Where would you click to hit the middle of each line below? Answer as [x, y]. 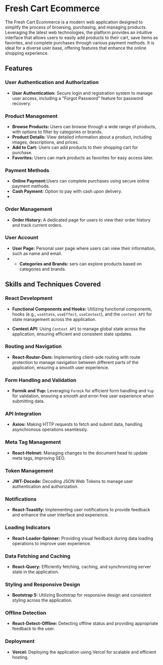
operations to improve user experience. [52, 543]
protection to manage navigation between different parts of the [75, 362]
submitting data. [28, 401]
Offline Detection [26, 613]
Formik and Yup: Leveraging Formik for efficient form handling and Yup [83, 391]
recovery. [22, 103]
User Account [22, 238]
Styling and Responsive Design [43, 584]
